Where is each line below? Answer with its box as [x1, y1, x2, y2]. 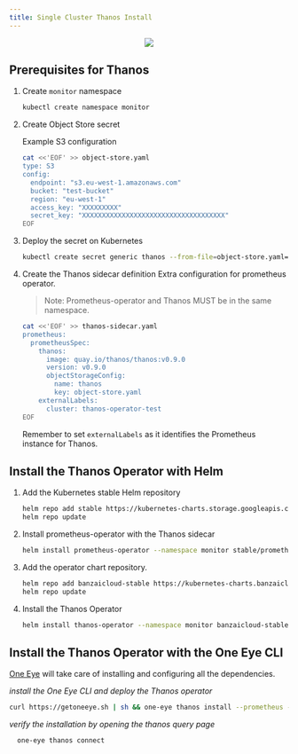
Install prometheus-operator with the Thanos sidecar [21, 529, 216, 539]
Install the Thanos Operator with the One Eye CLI [9, 645, 284, 661]
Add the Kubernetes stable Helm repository [21, 487, 181, 498]
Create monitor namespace [21, 86, 122, 97]
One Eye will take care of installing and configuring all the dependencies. [9, 669, 276, 679]
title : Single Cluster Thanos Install [9, 12, 153, 22]
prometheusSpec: [30, 338, 90, 347]
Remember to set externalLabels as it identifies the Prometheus [21, 428, 256, 439]
